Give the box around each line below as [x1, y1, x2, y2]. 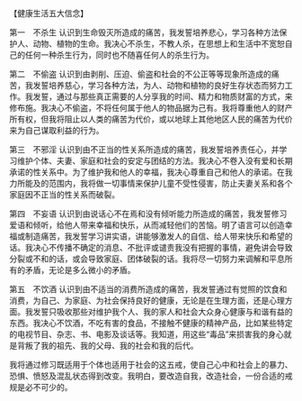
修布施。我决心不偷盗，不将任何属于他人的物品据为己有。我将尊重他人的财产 [9, 103, 293, 113]
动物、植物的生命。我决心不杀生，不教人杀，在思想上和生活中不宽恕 [32, 39, 285, 49]
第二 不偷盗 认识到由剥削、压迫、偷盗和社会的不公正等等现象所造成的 [9, 68, 271, 79]
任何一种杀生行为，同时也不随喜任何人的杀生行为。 [24, 50, 214, 60]
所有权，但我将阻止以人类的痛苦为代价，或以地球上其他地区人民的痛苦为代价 [9, 114, 293, 124]
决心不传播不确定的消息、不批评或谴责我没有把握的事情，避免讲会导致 [32, 242, 293, 252]
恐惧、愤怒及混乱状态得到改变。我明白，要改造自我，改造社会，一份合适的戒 [9, 370, 293, 381]
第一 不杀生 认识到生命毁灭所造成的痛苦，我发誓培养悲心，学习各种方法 [9, 27, 280, 38]
